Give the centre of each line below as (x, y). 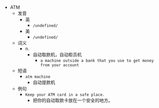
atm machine (38, 77)
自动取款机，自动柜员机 (57, 55)
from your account (60, 65)
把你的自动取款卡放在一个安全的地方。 (73, 100)
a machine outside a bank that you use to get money (97, 61)
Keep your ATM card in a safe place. (65, 95)
